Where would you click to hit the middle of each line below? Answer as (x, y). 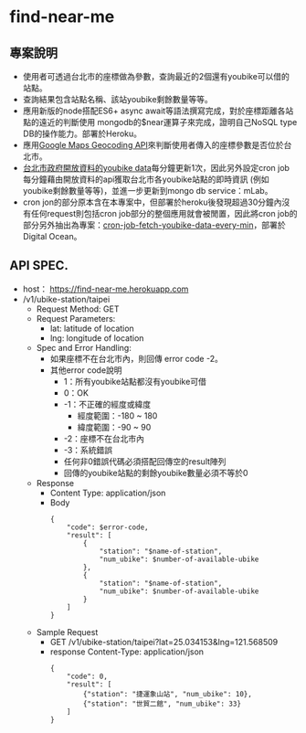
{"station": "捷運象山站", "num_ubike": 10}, (168, 694)
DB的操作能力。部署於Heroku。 (82, 133)
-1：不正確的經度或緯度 (107, 404)
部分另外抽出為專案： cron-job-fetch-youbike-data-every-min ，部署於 (154, 225)
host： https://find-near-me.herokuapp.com (106, 289)
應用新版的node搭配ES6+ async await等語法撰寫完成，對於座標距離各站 (158, 111)
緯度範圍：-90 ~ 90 (114, 427)
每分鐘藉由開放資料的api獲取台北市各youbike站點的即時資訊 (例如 (146, 179)
